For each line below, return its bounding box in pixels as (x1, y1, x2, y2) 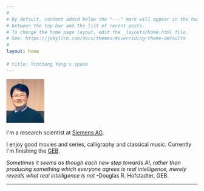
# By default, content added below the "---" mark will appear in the (6, 16, 189, 23)
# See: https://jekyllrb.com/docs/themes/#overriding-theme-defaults (6, 35, 186, 42)
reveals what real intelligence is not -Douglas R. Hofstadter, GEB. (6, 172, 169, 179)
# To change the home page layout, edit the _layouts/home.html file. (6, 29, 189, 35)
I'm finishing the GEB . (6, 147, 61, 155)
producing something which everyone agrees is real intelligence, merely (6, 165, 187, 173)
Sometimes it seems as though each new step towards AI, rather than (6, 159, 181, 167)
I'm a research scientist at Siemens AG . (6, 129, 104, 136)
